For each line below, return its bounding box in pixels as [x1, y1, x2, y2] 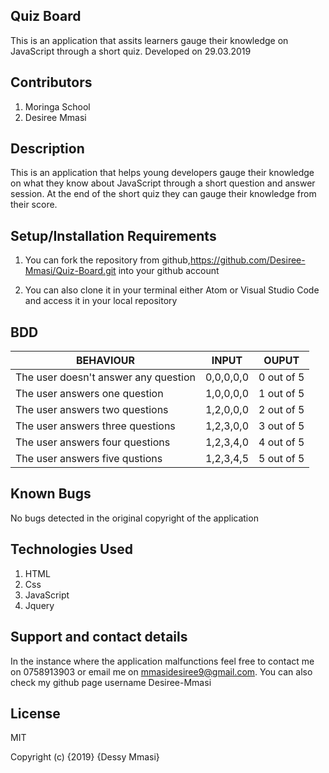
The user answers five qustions [15, 452, 163, 466]
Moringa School [24, 100, 91, 113]
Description [10, 140, 85, 158]
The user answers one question [15, 387, 164, 401]
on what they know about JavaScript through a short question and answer [10, 177, 316, 189]
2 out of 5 [258, 403, 305, 417]
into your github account [118, 265, 220, 277]
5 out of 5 [258, 452, 305, 466]
